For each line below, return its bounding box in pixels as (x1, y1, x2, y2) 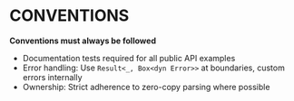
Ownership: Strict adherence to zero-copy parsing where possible (22, 81, 270, 92)
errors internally (22, 71, 83, 82)
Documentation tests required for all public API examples (22, 52, 236, 63)
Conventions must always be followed (9, 35, 157, 46)
